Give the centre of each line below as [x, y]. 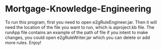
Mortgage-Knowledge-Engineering [78, 9]
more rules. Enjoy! [23, 42]
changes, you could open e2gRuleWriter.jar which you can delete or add [78, 37]
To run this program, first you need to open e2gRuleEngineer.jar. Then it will [81, 22]
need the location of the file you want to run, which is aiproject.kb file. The [80, 27]
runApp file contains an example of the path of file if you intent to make [77, 32]
